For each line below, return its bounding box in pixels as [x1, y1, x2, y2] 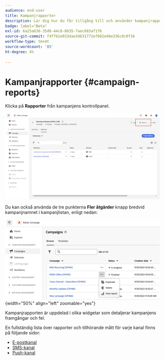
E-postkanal [12, 339, 37, 345]
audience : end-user [5, 8, 45, 13]
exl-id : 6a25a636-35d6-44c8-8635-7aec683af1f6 [5, 29, 102, 34]
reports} [5, 87, 40, 98]
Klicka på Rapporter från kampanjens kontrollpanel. [5, 103, 110, 109]
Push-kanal [12, 350, 36, 356]
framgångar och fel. [5, 315, 45, 321]
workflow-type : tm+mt [5, 39, 50, 44]
